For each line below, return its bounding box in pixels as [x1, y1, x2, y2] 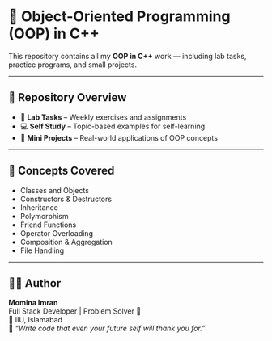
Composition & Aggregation [19, 237, 113, 246]
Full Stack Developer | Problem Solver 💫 [8, 306, 142, 316]
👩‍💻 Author [8, 276, 62, 290]
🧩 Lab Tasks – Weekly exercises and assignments [19, 112, 187, 122]
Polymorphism [19, 211, 69, 221]
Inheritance [19, 202, 59, 213]
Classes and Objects [19, 185, 89, 195]
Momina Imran [8, 298, 58, 308]
